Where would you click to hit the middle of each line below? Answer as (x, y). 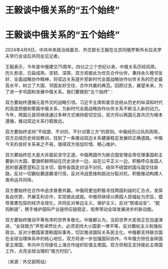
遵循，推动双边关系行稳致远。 (36, 121)
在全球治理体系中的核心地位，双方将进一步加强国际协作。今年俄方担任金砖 (82, 238)
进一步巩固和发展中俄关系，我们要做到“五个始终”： (62, 92)
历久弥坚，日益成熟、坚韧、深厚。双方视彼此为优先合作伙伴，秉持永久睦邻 (82, 73)
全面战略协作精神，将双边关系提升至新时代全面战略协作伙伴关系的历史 (86, 79)
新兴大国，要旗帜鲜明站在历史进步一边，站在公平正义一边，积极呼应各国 (84, 161)
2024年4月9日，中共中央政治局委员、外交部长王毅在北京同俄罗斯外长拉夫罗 (83, 50)
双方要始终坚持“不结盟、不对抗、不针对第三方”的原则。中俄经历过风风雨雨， (84, 132)
